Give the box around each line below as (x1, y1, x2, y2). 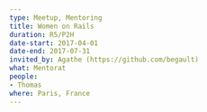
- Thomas (9, 80, 42, 89)
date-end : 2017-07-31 (9, 47, 91, 56)
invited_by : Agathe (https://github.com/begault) (9, 55, 200, 64)
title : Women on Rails (9, 22, 94, 31)
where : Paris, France (9, 89, 91, 98)
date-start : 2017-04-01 (9, 38, 99, 48)
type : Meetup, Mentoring (9, 13, 103, 23)
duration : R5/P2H (9, 30, 75, 39)
